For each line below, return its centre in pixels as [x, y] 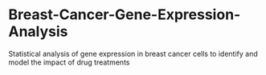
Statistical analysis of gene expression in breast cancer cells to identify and [133, 53]
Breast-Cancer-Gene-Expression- [125, 15]
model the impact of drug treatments [69, 62]
